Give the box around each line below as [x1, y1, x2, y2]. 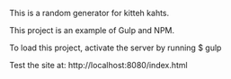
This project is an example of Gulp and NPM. [9, 25, 175, 35]
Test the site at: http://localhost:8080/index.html [9, 60, 188, 70]
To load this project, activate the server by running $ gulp [9, 42, 222, 53]
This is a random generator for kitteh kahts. [9, 8, 170, 18]
